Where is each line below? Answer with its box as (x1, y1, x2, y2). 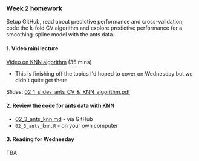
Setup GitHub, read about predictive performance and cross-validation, (6, 18, 184, 25)
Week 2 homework (6, 4, 62, 13)
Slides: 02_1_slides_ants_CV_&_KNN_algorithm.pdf (6, 88, 131, 95)
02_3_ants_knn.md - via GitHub (15, 115, 93, 122)
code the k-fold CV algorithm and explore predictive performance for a (6, 24, 183, 31)
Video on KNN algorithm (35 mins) (6, 58, 92, 65)
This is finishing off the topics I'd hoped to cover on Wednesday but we (15, 70, 193, 77)
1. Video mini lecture (6, 44, 59, 52)
